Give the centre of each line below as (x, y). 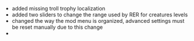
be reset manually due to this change (57, 27)
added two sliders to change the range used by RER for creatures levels (100, 15)
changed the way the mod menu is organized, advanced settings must (98, 21)
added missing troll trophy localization (59, 8)
